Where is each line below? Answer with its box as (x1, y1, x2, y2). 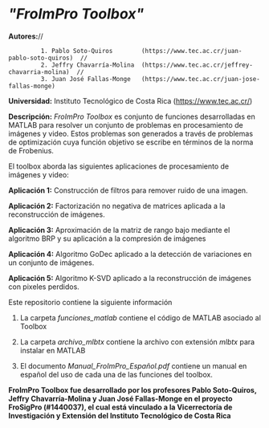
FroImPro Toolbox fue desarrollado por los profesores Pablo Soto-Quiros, (8, 385, 257, 394)
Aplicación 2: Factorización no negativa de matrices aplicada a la (8, 201, 226, 210)
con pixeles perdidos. (8, 282, 80, 291)
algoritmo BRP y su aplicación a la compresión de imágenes (8, 234, 206, 243)
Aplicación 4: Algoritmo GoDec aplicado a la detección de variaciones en (8, 249, 252, 259)
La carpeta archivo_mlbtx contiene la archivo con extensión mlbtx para (19, 336, 255, 346)
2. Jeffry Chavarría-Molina (40, 61, 135, 69)
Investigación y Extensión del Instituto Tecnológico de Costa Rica (8, 410, 231, 420)
